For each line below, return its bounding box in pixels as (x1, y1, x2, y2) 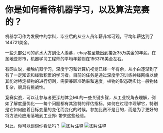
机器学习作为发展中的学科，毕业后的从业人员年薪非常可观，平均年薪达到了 (5, 33, 154, 39)
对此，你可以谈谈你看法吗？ (5, 123, 61, 129)
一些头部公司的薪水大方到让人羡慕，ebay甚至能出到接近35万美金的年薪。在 (5, 49, 156, 56)
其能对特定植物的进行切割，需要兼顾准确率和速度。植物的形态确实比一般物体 (5, 78, 158, 84)
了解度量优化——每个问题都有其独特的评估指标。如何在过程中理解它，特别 (9, 100, 158, 106)
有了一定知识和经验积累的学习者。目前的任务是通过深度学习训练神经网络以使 (5, 72, 158, 78)
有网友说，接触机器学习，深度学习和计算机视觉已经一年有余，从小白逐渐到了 (5, 66, 158, 72)
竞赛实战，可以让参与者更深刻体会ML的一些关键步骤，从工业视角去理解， (5, 94, 152, 100)
